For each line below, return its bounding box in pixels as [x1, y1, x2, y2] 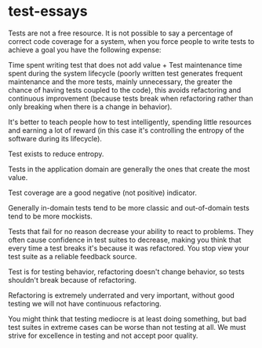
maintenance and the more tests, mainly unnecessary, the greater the [8, 77, 233, 86]
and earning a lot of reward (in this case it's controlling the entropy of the [8, 125, 245, 135]
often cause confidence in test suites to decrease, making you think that [8, 235, 242, 244]
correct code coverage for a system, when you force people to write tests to [8, 36, 255, 46]
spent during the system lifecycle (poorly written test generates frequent [8, 68, 243, 78]
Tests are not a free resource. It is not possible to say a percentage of [8, 28, 234, 38]
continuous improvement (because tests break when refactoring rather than [8, 93, 253, 103]
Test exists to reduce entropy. [8, 148, 104, 159]
